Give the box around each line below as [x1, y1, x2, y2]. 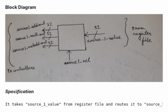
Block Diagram [5, 4, 36, 10]
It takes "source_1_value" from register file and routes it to [5, 102, 142, 107]
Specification [5, 89, 34, 95]
